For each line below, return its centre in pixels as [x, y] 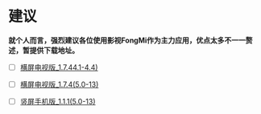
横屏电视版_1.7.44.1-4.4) [59, 67]
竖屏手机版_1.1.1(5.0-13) [58, 102]
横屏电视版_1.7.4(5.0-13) [59, 84]
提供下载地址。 [54, 50]
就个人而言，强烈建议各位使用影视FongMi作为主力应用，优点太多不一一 [127, 40]
